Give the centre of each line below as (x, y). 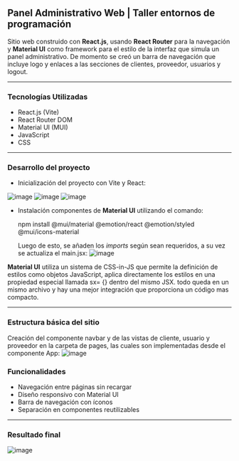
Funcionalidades (37, 371)
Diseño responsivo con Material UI (68, 394)
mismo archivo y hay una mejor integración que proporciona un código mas (118, 290)
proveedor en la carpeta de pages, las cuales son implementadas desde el (117, 345)
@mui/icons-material (48, 232)
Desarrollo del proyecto (49, 168)
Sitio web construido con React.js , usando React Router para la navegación (119, 41)
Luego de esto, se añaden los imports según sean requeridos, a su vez (121, 245)
